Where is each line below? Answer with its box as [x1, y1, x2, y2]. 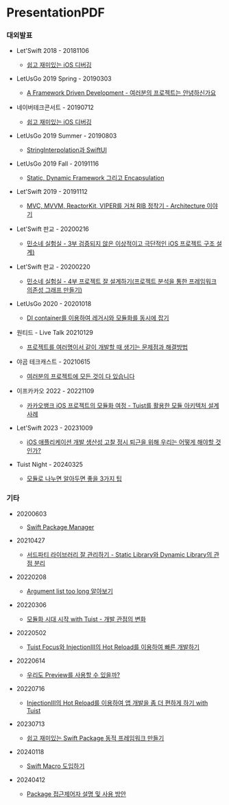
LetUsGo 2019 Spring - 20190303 [16, 74, 112, 83]
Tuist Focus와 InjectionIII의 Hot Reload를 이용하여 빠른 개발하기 [26, 643, 200, 651]
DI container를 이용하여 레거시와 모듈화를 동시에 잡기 [26, 314, 169, 322]
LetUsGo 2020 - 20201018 [16, 300, 92, 308]
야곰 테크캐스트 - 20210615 [16, 357, 91, 366]
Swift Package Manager [26, 522, 95, 531]
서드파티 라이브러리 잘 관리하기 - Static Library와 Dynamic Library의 [26, 550, 213, 558]
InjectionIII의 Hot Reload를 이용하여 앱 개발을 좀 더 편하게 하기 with [26, 698, 208, 707]
